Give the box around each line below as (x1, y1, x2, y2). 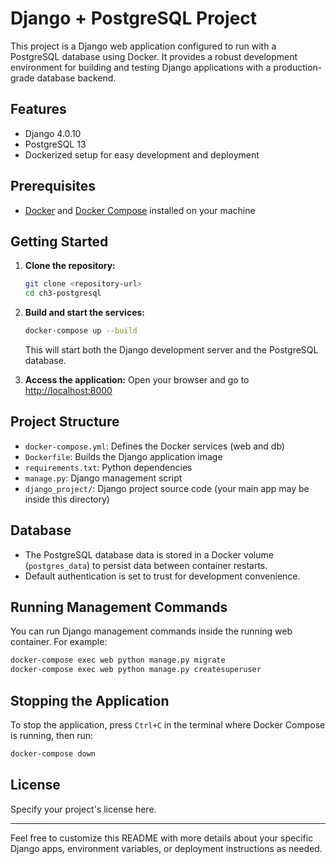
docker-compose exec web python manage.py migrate (10, 655, 226, 666)
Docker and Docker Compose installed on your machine (24, 204, 256, 216)
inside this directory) (24, 493, 110, 505)
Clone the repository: (24, 260, 116, 272)
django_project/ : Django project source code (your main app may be (24, 482, 310, 494)
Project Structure (10, 413, 120, 431)
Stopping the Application (10, 692, 170, 709)
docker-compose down (10, 749, 97, 759)
